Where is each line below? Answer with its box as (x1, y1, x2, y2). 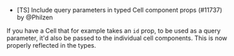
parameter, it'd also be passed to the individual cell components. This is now (6, 34, 228, 42)
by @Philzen (16, 13, 53, 21)
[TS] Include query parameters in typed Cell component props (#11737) (16, 6, 223, 14)
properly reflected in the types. (6, 41, 96, 49)
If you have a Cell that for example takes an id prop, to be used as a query (6, 27, 221, 35)
